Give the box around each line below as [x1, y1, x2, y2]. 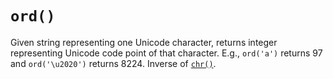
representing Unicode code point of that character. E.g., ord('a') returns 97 [10, 47, 323, 59]
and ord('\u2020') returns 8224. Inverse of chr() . [10, 57, 217, 69]
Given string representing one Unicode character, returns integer [10, 36, 278, 48]
